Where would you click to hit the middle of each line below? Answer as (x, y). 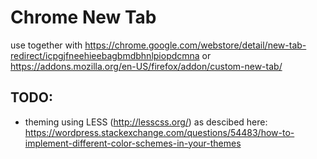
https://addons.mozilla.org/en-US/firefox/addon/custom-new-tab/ (146, 66)
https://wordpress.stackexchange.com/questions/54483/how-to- (159, 132)
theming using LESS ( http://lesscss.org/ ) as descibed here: (146, 122)
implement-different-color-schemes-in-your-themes (133, 143)
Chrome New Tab (83, 17)
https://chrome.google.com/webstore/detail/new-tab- (195, 45)
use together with (46, 45)
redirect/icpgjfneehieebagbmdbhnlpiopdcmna (105, 55)
